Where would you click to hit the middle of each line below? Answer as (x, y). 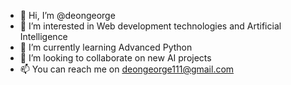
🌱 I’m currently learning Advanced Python (106, 47)
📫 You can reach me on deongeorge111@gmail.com (127, 69)
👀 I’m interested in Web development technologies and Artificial (150, 26)
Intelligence (43, 36)
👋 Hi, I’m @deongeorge (67, 15)
